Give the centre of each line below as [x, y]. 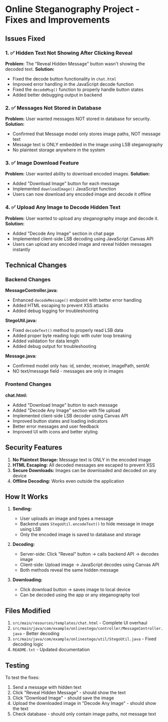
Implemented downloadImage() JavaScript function [64, 189]
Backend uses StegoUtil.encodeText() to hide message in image [87, 524]
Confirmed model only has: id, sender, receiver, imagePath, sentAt [81, 366]
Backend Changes [28, 280]
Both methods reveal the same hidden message [69, 570]
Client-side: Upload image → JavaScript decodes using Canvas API [90, 565]
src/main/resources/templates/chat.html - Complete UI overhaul [80, 623]
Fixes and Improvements [58, 20]
